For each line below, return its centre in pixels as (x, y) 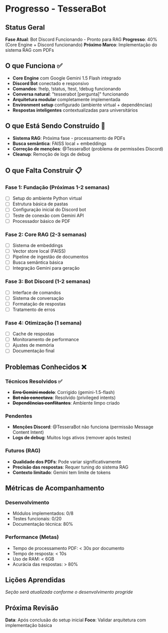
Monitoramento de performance (46, 340)
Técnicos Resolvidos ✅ (34, 381)
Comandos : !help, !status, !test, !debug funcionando (67, 89)
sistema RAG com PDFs (30, 50)
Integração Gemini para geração (46, 268)
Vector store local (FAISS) (39, 251)
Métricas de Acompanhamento (55, 488)
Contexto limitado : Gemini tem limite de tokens (61, 472)
